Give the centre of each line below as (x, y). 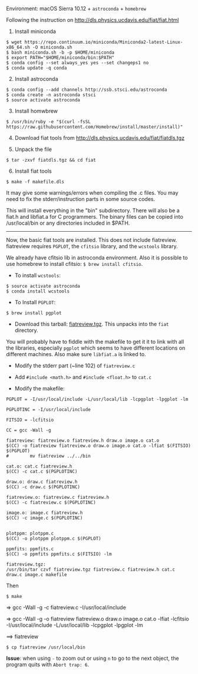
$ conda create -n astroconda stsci (51, 95)
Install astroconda (36, 79)
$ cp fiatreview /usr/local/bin (46, 647)
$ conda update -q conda (37, 68)
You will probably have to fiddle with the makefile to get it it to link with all (95, 342)
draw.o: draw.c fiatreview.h (42, 482)
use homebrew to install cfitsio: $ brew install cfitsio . (75, 264)
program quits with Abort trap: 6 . (48, 665)
